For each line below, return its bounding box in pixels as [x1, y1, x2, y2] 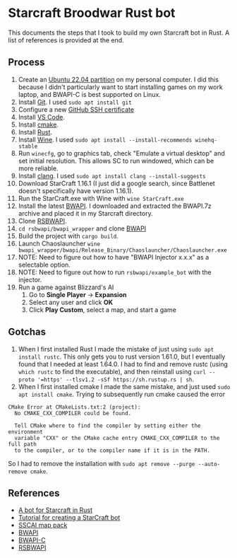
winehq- [195, 136, 218, 144]
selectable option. [18, 260, 71, 269]
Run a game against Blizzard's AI [18, 283, 114, 291]
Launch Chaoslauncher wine [18, 239, 101, 248]
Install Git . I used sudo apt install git [18, 98, 133, 106]
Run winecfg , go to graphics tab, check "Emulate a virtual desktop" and [18, 149, 225, 157]
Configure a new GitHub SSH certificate [18, 105, 135, 114]
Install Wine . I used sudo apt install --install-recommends [18, 135, 193, 144]
